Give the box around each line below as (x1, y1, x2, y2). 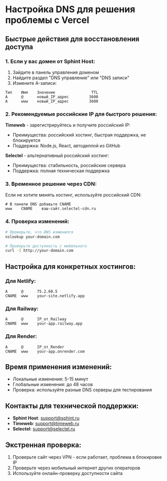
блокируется (12, 137, 40, 143)
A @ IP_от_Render (5, 344, 65, 349)
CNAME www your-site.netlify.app (5, 293, 85, 298)
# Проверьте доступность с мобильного (5, 243, 87, 248)
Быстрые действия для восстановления (5, 35, 140, 43)
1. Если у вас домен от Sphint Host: (5, 57, 95, 65)
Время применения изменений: (5, 362, 112, 371)
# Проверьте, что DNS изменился (5, 230, 73, 235)
